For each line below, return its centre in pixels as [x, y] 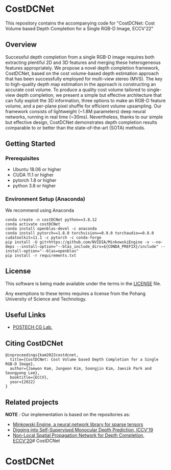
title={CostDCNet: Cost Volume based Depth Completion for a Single [84, 360]
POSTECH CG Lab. [32, 327]
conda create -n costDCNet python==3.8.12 [51, 220]
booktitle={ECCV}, [30, 378]
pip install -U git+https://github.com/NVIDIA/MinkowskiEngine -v [77, 242]
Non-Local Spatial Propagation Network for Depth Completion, [78, 435]
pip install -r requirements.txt [41, 255]
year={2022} [23, 382]
